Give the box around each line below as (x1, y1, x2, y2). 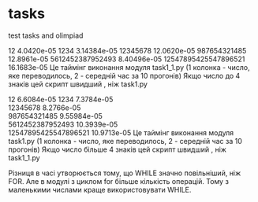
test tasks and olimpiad (8, 31, 84, 40)
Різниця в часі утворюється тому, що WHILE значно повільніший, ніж (8, 168, 241, 178)
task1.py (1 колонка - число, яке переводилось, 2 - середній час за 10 (8, 136, 243, 145)
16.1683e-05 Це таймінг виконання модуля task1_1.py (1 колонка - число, (8, 62, 250, 72)
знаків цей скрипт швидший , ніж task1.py (8, 79, 148, 89)
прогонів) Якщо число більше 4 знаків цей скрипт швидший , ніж (8, 145, 227, 154)
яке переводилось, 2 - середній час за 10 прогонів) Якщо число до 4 (8, 71, 241, 80)
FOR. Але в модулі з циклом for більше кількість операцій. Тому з (8, 176, 229, 185)
